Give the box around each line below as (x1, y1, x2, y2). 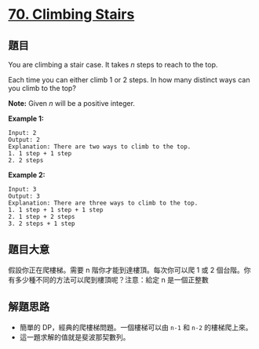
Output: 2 (8, 136, 41, 144)
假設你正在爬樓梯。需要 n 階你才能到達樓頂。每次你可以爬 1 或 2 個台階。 (8, 265, 245, 274)
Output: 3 (8, 192, 41, 200)
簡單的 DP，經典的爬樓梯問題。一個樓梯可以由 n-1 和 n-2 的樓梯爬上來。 (19, 322, 253, 332)
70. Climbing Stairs (8, 5, 135, 24)
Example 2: (8, 170, 46, 180)
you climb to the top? (8, 84, 77, 93)
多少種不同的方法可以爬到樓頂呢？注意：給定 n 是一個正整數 (14, 274, 210, 284)
